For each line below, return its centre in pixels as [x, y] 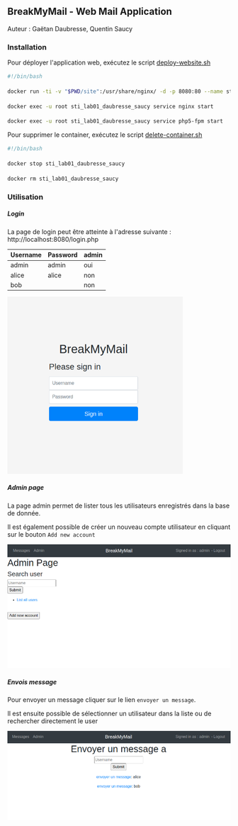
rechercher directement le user [52, 721]
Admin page [26, 488]
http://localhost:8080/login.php [53, 239]
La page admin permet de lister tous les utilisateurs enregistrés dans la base [119, 506]
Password [63, 255]
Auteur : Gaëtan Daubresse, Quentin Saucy [70, 28]
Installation [27, 47]
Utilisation [25, 196]
